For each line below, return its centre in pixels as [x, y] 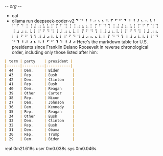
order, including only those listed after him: [55, 52]
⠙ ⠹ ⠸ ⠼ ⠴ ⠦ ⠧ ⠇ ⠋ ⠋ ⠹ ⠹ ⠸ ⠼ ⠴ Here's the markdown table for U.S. [80, 42]
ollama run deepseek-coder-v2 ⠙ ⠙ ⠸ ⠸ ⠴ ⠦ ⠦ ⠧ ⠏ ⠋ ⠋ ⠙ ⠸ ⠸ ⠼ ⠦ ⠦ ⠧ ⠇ [84, 21]
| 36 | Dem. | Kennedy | [40, 107]
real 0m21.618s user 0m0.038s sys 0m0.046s [50, 148]
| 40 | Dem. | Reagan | [40, 89]
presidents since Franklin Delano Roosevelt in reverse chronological [80, 47]
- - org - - [13, 6]
